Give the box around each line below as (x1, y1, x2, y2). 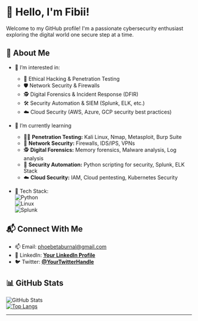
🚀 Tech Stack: (14, 187, 49, 194)
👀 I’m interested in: (14, 64, 60, 71)
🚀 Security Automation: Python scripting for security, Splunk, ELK (23, 161, 185, 168)
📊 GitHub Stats (6, 278, 64, 288)
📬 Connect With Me (6, 224, 83, 234)
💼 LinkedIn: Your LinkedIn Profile (14, 251, 95, 259)
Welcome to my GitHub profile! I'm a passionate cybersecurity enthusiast (6, 25, 184, 32)
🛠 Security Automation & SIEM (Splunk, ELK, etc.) (23, 100, 146, 107)
